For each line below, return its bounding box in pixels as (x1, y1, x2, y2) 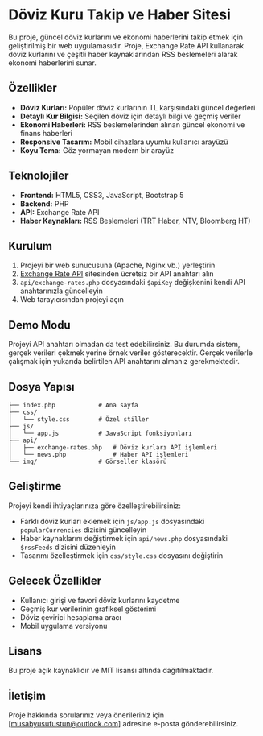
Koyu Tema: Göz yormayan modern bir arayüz (19, 145, 175, 155)
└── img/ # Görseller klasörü (8, 457, 167, 465)
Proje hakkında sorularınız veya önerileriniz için (8, 710, 165, 720)
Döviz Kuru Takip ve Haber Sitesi (8, 6, 232, 24)
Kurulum (8, 239, 53, 253)
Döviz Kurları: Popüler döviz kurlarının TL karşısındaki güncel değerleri (19, 102, 256, 112)
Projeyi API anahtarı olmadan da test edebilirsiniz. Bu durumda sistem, (8, 340, 240, 349)
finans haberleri (19, 128, 72, 138)
